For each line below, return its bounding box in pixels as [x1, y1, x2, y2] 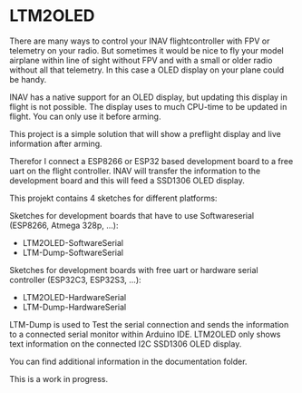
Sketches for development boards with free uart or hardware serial [9, 264, 258, 275]
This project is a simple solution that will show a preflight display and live [9, 128, 281, 139]
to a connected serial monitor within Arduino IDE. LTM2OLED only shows [9, 329, 281, 339]
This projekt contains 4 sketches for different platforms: [9, 192, 218, 203]
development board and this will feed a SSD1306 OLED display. [9, 174, 245, 186]
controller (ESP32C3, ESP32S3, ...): [9, 274, 142, 285]
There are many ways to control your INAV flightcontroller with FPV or [9, 35, 270, 46]
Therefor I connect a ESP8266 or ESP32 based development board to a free [9, 155, 294, 166]
